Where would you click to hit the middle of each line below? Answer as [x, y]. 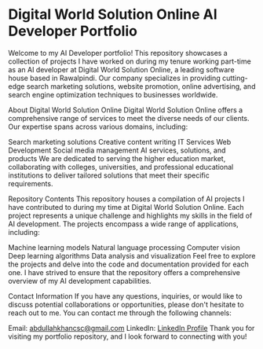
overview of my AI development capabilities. [80, 281]
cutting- [236, 78]
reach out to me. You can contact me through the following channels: [120, 313]
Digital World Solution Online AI [113, 15]
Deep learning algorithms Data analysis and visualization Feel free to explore [132, 255]
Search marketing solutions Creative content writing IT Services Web [120, 141]
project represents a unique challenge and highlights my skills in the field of [130, 215]
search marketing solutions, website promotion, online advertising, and [141, 86]
